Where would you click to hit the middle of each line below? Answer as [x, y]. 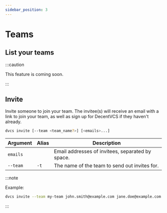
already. [13, 122]
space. [62, 158]
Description [107, 143]
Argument [20, 143]
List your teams [30, 53]
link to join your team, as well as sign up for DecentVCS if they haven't [77, 117]
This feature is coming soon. [34, 74]
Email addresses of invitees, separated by [103, 151]
